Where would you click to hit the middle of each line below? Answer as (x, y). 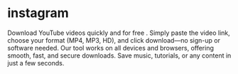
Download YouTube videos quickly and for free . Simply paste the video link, (119, 33)
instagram (38, 13)
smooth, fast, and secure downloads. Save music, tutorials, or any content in (119, 55)
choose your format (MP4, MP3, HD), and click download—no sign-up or (114, 40)
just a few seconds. (36, 63)
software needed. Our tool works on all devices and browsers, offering (111, 48)
